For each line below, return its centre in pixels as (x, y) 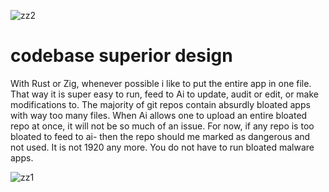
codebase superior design (121, 56)
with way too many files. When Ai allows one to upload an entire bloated (159, 115)
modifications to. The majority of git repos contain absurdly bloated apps (160, 104)
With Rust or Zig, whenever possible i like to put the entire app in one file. (161, 83)
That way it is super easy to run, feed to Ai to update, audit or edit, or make (165, 94)
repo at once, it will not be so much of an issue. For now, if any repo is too (162, 126)
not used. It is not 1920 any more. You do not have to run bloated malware (162, 147)
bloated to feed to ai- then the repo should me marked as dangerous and (160, 136)
